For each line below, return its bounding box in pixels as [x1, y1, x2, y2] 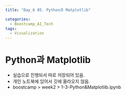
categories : [5, 16, 30, 22]
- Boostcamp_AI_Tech [10, 21, 53, 26]
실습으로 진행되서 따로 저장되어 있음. [12, 72, 85, 78]
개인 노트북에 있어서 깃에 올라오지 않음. [12, 78, 90, 84]
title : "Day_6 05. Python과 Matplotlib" [5, 7, 91, 13]
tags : [5, 26, 17, 31]
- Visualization [10, 31, 44, 36]
